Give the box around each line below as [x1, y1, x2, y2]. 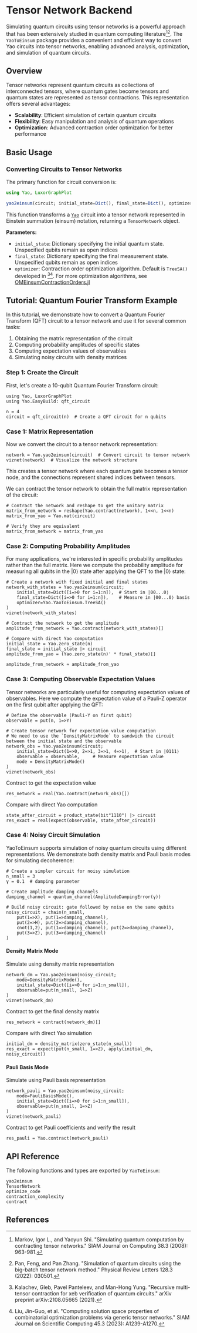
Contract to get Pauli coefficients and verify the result [6, 1124, 136, 1131]
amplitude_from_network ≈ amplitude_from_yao [6, 662, 119, 668]
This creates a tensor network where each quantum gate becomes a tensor [6, 467, 188, 474]
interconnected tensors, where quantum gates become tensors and [6, 88, 169, 95]
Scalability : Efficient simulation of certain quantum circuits [14, 112, 157, 119]
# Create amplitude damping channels [6, 889, 98, 895]
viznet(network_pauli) [6, 1114, 62, 1120]
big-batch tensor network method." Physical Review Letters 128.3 [14, 1266, 173, 1273]
